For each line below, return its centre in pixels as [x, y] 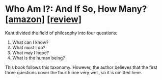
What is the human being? [39, 58]
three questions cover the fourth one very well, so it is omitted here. [74, 72]
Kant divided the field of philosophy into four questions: [61, 33]
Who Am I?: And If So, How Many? [76, 9]
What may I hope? [30, 53]
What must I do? [29, 47]
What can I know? [30, 42]
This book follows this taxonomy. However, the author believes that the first [81, 67]
